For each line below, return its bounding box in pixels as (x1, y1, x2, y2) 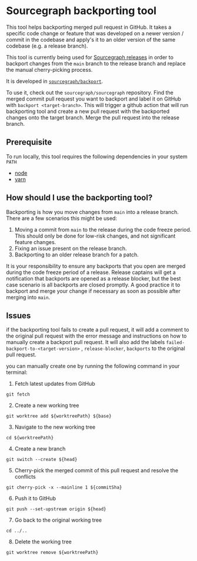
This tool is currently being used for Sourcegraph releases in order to (6, 54, 173, 61)
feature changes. (14, 238, 56, 245)
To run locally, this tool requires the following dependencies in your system (6, 153, 188, 160)
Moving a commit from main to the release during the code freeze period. (14, 226, 192, 233)
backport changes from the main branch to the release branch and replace (6, 60, 186, 67)
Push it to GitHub (14, 495, 56, 502)
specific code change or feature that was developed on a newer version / (6, 29, 184, 36)
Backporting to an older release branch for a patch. (14, 251, 139, 258)
